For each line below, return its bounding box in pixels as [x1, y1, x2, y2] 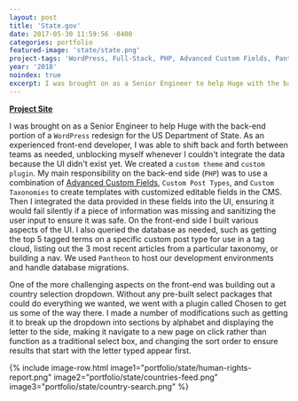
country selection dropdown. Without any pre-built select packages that [9, 288, 273, 299]
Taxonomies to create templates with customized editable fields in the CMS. [9, 186, 282, 197]
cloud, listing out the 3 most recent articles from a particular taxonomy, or [9, 243, 278, 254]
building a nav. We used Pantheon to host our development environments [9, 252, 274, 263]
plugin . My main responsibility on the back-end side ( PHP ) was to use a [9, 168, 268, 178]
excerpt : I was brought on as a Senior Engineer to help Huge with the [9, 79, 279, 88]
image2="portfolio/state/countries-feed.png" [53, 372, 219, 382]
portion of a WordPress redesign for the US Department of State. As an [9, 130, 264, 140]
